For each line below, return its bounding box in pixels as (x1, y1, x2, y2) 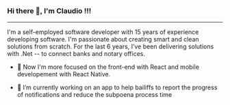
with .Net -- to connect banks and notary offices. (7, 50, 146, 58)
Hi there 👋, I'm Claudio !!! (7, 6, 92, 16)
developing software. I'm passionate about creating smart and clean (7, 35, 200, 44)
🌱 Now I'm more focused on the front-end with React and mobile (16, 63, 200, 71)
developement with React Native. (16, 70, 111, 78)
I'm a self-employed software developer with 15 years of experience (7, 28, 199, 36)
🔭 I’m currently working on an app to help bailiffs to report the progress (16, 83, 218, 91)
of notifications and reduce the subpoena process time (16, 91, 172, 99)
